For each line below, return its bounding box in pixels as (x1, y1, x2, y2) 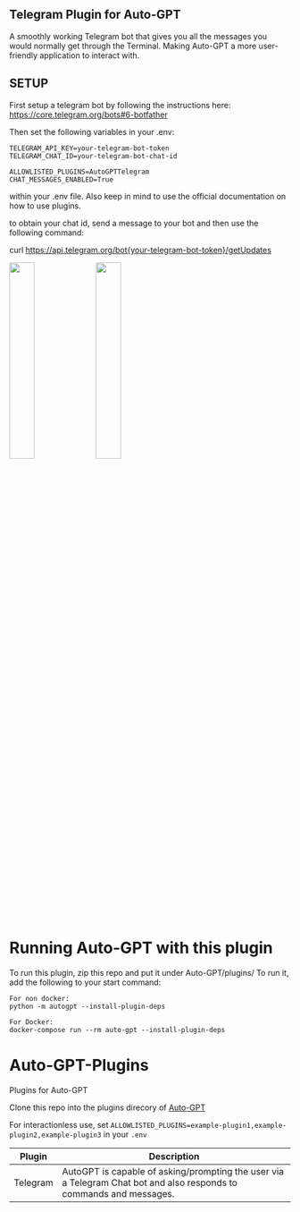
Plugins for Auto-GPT (9, 1084, 88, 1095)
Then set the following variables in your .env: (9, 126, 175, 137)
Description (148, 1149, 200, 1162)
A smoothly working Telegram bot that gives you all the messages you (9, 30, 268, 41)
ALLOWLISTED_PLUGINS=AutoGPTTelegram (9, 167, 150, 176)
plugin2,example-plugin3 (9, 1131, 102, 1140)
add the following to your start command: (9, 977, 162, 987)
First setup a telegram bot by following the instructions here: (9, 99, 231, 110)
